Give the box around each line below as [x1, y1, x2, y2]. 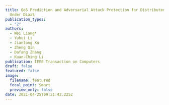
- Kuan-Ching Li [10, 54, 44, 60]
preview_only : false [10, 87, 53, 92]
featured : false [5, 69, 39, 74]
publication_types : [5, 17, 46, 22]
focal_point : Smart [10, 82, 51, 87]
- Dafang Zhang [10, 49, 42, 55]
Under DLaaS [10, 12, 35, 17]
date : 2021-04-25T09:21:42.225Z [5, 92, 73, 97]
